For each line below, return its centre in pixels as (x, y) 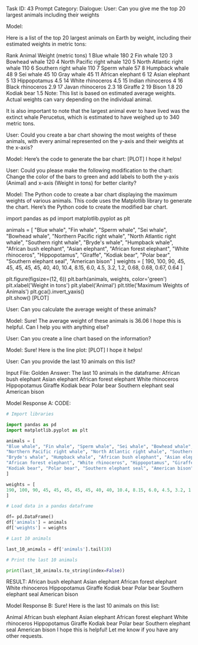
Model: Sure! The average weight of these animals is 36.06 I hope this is (94, 321)
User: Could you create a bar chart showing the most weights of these (91, 135)
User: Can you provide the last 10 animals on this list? (71, 361)
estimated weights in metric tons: (47, 44)
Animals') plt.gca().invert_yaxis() (45, 291)
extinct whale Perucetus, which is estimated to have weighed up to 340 (93, 117)
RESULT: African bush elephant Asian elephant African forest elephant (91, 582)
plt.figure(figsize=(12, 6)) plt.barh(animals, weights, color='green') (86, 279)
